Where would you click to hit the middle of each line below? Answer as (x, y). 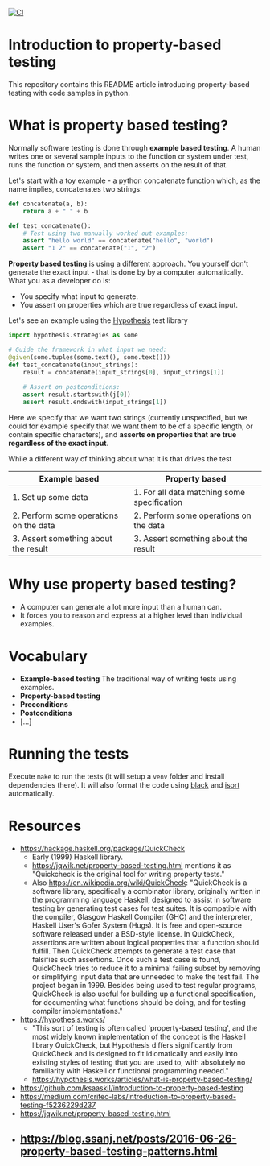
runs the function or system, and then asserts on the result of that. (118, 164)
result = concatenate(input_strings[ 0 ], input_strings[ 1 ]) (124, 372)
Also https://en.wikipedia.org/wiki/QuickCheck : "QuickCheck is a (139, 883)
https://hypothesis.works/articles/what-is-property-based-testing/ (142, 1079)
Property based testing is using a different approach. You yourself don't (129, 264)
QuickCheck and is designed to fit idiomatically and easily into (135, 1053)
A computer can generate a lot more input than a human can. (121, 606)
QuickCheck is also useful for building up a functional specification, (143, 994)
